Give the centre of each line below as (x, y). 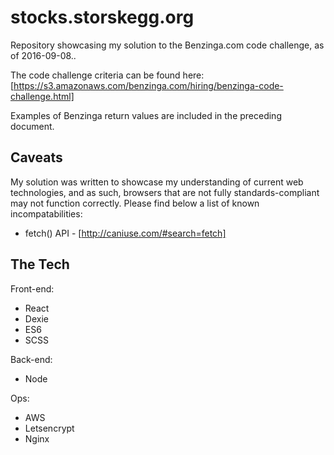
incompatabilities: (46, 213)
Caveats (36, 157)
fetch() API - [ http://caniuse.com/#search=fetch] (125, 233)
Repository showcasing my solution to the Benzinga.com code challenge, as (167, 45)
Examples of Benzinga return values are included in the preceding (146, 115)
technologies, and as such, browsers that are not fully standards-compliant (165, 192)
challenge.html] (42, 96)
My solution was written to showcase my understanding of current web (157, 182)
